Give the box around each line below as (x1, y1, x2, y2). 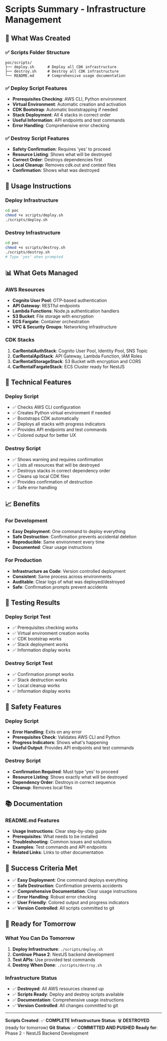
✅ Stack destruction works (12, 676, 68, 683)
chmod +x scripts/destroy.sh (5, 245, 66, 250)
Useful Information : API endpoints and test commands (12, 117, 125, 123)
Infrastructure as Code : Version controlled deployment (12, 568, 126, 574)
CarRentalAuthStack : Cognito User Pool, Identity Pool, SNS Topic (12, 348, 148, 354)
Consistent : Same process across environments (12, 573, 112, 579)
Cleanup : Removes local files (12, 784, 73, 790)
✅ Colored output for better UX (12, 432, 76, 438)
